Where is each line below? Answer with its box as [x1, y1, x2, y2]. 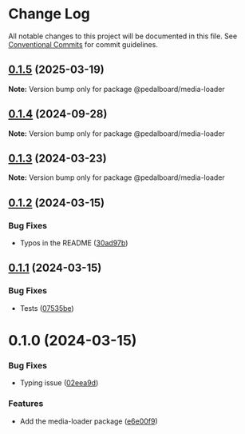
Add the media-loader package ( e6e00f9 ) [19, 416, 158, 426]
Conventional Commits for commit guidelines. [8, 39, 158, 49]
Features [8, 398, 44, 409]
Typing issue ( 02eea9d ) [19, 378, 99, 388]
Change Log [8, 5, 90, 23]
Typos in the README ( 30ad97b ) [19, 238, 128, 248]
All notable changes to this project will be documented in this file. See [8, 31, 238, 41]
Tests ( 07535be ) [19, 303, 74, 313]
